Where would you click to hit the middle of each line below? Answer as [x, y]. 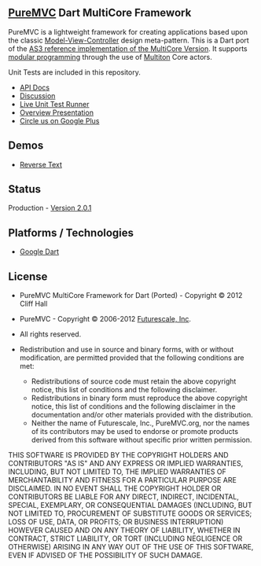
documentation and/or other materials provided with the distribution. [142, 415]
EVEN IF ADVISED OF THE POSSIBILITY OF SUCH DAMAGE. [105, 555]
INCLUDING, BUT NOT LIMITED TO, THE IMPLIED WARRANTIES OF [117, 472]
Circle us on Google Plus [59, 120]
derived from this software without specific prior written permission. [142, 440]
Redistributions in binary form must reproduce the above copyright [139, 398]
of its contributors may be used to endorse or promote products [134, 432]
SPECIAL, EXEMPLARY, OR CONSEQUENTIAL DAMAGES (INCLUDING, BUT [130, 505]
